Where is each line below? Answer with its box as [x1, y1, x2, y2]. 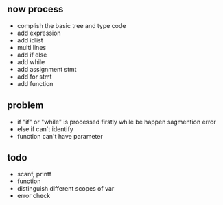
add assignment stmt [16, 65, 77, 73]
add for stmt [16, 72, 52, 81]
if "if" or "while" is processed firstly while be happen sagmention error [16, 118, 216, 126]
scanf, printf [16, 170, 51, 178]
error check [16, 192, 51, 200]
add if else [16, 51, 47, 59]
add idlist [16, 36, 43, 44]
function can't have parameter [16, 132, 103, 140]
